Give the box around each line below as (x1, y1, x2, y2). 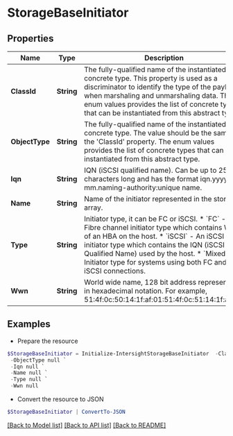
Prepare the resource (17, 337, 78, 345)
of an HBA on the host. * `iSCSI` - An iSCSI (84, 231, 225, 241)
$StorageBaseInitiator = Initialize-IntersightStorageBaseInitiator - (7, 350, 218, 357)
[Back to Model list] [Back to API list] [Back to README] (7, 421, 166, 429)
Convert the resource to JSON (17, 395, 104, 403)
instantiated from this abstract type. (84, 154, 200, 164)
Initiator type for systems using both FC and (84, 258, 227, 267)
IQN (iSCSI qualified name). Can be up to (84, 165, 217, 175)
